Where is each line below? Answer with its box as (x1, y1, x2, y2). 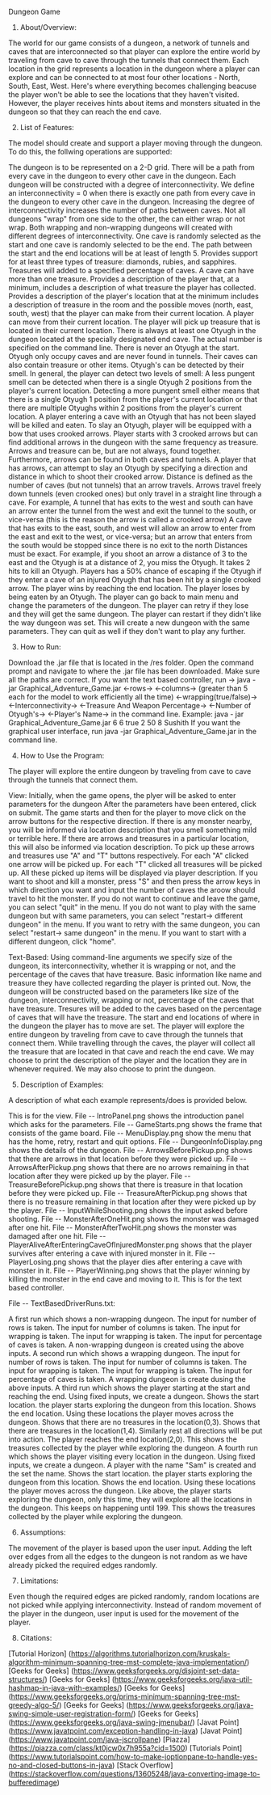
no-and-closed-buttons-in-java (8, 1760, 113, 1770)
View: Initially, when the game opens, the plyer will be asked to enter (8, 791, 236, 800)
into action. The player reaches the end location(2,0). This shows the (8, 1434, 238, 1444)
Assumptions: (19, 1527, 66, 1537)
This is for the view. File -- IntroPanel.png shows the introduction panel (8, 1111, 244, 1121)
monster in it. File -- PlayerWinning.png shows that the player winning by (8, 1265, 251, 1275)
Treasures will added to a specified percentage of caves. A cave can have (8, 266, 255, 275)
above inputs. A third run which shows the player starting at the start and (8, 1383, 251, 1392)
